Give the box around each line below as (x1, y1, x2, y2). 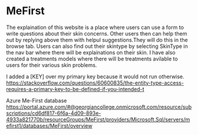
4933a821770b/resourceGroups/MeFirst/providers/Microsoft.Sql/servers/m (6, 115, 190, 123)
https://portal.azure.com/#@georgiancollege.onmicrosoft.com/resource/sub (6, 103, 192, 110)
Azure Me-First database (6, 97, 67, 104)
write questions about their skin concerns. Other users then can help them (6, 30, 187, 37)
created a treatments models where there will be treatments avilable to (6, 55, 178, 62)
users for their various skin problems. (6, 61, 98, 69)
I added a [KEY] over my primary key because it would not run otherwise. (6, 73, 184, 80)
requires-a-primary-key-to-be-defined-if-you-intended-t (6, 85, 145, 92)
